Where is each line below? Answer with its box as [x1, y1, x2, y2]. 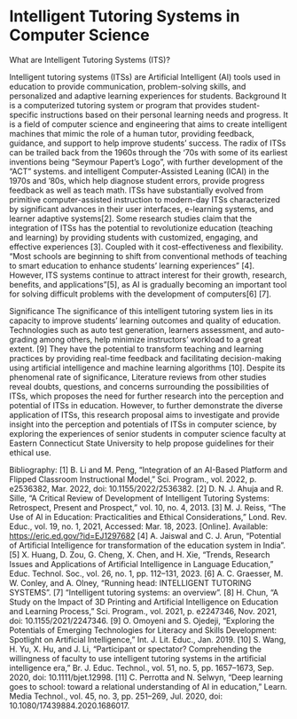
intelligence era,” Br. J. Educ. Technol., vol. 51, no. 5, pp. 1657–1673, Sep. [9, 662, 275, 673]
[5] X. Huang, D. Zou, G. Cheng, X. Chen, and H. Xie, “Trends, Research [9, 549, 270, 560]
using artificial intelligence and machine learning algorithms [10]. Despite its [9, 362, 285, 373]
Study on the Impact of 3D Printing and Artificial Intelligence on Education [9, 597, 279, 607]
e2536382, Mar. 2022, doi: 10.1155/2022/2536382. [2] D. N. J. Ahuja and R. [9, 483, 284, 494]
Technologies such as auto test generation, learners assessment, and [9, 324, 263, 335]
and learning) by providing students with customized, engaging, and [9, 232, 259, 242]
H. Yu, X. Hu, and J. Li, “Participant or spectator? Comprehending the [9, 644, 262, 654]
